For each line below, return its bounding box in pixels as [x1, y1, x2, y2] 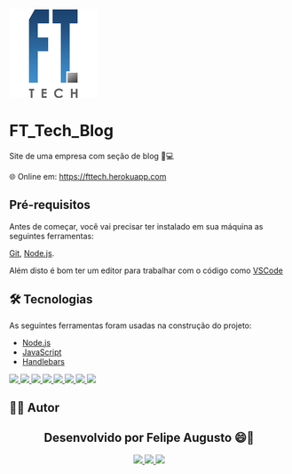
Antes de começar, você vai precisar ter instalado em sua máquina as [9, 221, 264, 231]
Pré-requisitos [9, 197, 91, 213]
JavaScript [21, 347, 62, 358]
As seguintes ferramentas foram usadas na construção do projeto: [9, 320, 252, 331]
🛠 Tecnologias [9, 292, 93, 307]
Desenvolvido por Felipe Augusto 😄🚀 [43, 430, 255, 446]
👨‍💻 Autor [9, 400, 60, 415]
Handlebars [21, 356, 65, 366]
